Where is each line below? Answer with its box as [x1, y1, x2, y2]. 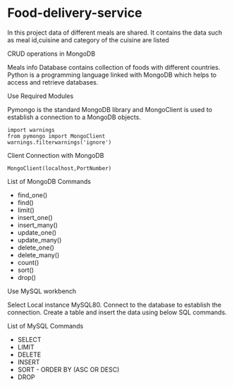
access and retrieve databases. [7, 78, 99, 86]
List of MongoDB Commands [7, 177, 92, 185]
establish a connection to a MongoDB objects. [7, 113, 141, 121]
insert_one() [17, 213, 53, 221]
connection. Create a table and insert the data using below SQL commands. [7, 308, 227, 317]
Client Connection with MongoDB [7, 151, 104, 159]
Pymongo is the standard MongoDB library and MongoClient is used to [7, 105, 213, 113]
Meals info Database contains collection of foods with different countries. [7, 63, 221, 71]
